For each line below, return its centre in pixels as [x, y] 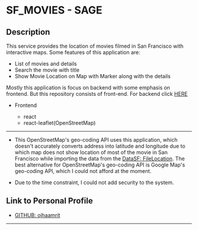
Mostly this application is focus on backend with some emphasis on [88, 88]
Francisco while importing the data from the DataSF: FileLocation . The [100, 159]
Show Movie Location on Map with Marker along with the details [93, 76]
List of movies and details [46, 64]
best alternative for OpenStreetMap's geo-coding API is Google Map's [100, 165]
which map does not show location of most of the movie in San [91, 152]
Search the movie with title [47, 70]
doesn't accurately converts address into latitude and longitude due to [100, 146]
